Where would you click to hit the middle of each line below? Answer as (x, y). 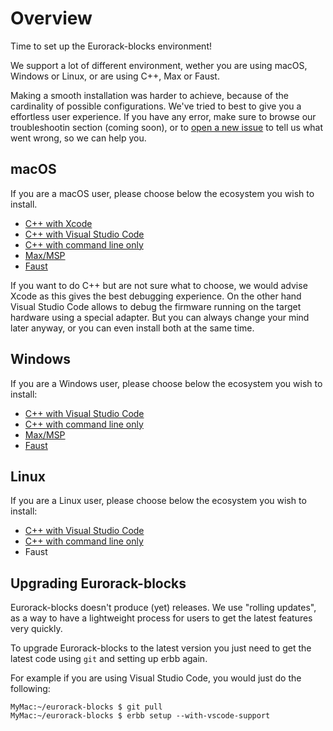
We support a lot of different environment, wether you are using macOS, (159, 65)
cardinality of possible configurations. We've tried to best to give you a (156, 106)
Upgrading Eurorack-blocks (98, 583)
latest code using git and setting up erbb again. (109, 659)
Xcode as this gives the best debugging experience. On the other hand (156, 296)
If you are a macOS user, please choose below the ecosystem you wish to (162, 193)
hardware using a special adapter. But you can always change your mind (160, 317)
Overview (51, 18)
